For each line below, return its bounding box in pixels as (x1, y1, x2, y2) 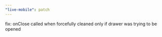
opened (5, 26, 21, 32)
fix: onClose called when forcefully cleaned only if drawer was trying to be (5, 21, 157, 27)
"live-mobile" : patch (5, 7, 50, 12)
